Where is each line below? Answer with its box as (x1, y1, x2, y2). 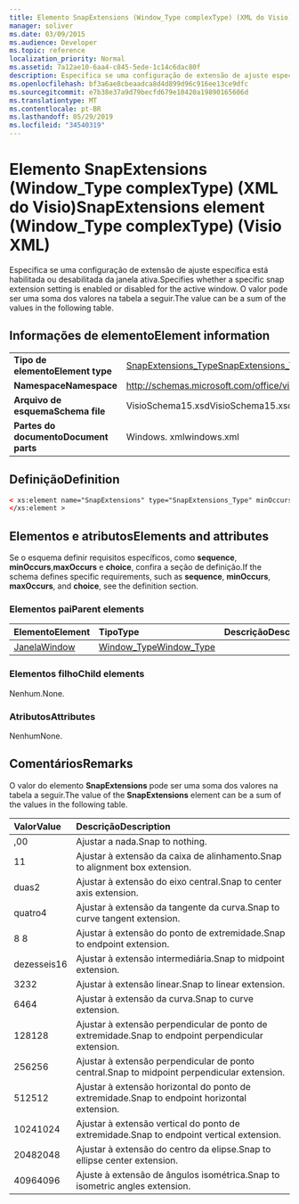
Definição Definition (9, 472, 120, 487)
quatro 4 (13, 906, 47, 919)
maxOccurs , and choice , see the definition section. (9, 581, 198, 591)
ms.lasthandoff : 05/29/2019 (9, 112, 114, 121)
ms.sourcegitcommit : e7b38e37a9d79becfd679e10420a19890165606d (9, 87, 249, 96)
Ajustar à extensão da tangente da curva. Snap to (76, 901, 280, 913)
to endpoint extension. (76, 937, 170, 950)
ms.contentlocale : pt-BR (9, 104, 101, 113)
